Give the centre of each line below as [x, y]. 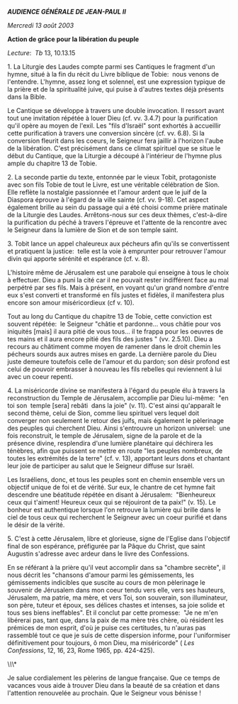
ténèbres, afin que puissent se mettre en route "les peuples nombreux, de [115, 451]
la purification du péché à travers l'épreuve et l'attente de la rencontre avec [118, 222]
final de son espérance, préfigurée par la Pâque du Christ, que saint [106, 546]
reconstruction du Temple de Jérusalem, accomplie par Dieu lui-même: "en [118, 398]
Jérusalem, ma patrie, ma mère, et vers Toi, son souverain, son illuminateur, [118, 598]
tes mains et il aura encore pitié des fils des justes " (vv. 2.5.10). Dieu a [110, 339]
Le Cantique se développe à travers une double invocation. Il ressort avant [116, 110]
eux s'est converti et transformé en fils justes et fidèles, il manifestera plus [116, 295]
